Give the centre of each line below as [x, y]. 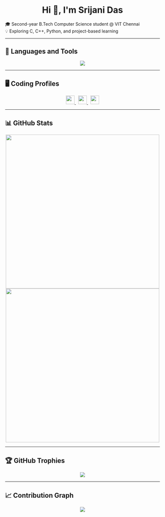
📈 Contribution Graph [39, 495]
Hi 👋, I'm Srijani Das [82, 10]
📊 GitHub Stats [29, 123]
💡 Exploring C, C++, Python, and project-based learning [62, 31]
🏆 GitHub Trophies [35, 461]
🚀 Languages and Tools [41, 51]
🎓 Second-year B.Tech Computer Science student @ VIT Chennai [72, 24]
